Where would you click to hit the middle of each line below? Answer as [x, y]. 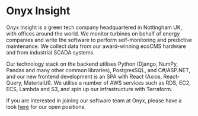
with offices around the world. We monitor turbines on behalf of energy [93, 33]
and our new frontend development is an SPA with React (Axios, [84, 76]
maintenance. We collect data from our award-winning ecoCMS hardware [96, 46]
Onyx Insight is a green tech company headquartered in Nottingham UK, [94, 27]
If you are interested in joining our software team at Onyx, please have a [94, 100]
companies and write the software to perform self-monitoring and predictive [99, 40]
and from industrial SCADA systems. [50, 52]
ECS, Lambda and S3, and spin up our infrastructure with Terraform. [90, 89]
